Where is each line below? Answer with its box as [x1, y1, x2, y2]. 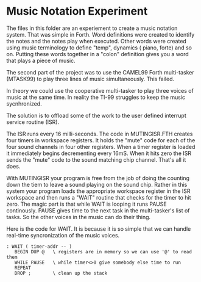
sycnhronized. [6, 99, 42, 107]
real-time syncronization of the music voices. [6, 231, 120, 239]
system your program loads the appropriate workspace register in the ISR [6, 187, 191, 195]
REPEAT [14, 264, 32, 271]
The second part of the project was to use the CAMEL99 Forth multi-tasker [6, 68, 194, 76]
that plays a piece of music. [6, 57, 76, 64]
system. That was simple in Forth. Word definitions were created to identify [6, 31, 195, 38]
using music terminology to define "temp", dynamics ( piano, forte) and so [6, 44, 192, 51]
